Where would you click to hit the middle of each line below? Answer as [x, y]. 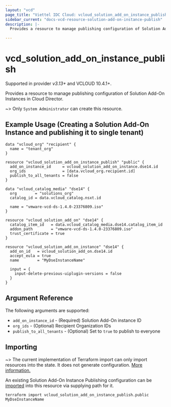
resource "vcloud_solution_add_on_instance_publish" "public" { [75, 162]
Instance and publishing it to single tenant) [75, 133]
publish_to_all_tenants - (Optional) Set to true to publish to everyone [86, 331]
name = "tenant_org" [32, 149]
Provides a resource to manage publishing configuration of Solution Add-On [85, 93]
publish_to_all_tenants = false [44, 175]
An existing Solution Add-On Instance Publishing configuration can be [79, 380]
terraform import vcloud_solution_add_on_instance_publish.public [77, 395]
